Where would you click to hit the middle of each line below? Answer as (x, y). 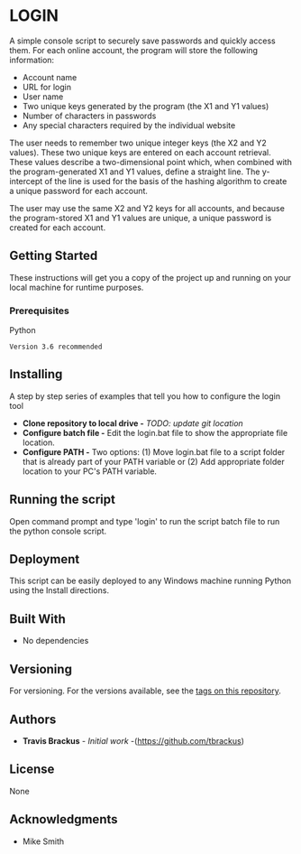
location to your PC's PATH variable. (90, 471)
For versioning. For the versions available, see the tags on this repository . (145, 691)
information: (32, 60)
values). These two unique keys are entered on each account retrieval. (141, 152)
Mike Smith (43, 841)
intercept (26, 181)
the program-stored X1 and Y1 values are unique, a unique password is (141, 218)
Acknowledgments (64, 819)
